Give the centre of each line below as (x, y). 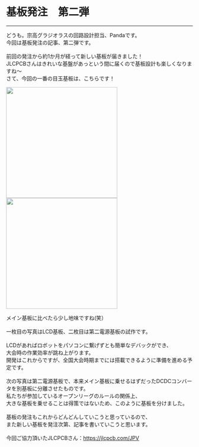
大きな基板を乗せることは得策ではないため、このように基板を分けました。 (97, 403)
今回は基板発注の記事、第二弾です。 (50, 43)
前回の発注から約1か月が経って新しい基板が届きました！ (75, 56)
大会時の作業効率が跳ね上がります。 (50, 352)
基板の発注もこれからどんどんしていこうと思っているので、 (78, 417)
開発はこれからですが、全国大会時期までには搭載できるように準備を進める (97, 360)
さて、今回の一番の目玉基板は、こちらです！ (60, 78)
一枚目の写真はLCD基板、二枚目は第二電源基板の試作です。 (78, 331)
